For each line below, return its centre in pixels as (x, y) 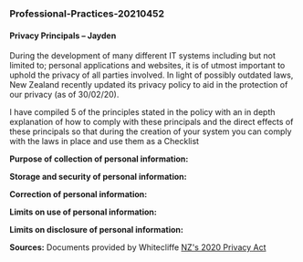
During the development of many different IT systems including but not (143, 56)
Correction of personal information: (78, 194)
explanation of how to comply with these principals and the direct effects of (151, 122)
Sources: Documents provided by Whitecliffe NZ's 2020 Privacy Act (138, 247)
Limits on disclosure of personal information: (97, 230)
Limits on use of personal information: (83, 212)
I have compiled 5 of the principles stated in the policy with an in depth (142, 112)
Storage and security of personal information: (98, 177)
